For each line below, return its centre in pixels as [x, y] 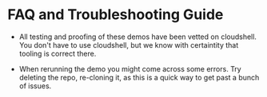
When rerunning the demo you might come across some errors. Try [130, 68]
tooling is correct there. [58, 53]
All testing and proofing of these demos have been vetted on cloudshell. [138, 37]
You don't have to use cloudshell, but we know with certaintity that [129, 45]
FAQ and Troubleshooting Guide [116, 15]
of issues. [35, 86]
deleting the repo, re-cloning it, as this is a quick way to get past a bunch [139, 77]
